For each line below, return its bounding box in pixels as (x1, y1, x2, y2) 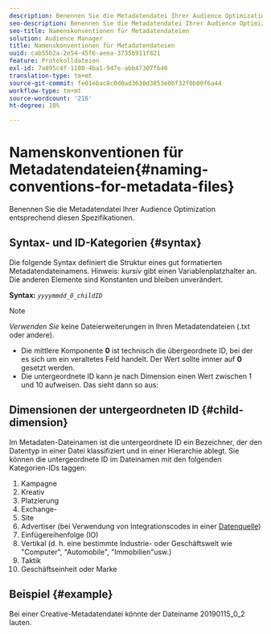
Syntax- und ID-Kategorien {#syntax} (9, 236, 202, 250)
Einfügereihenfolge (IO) (20, 529, 99, 540)
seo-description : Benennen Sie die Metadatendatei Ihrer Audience (9, 19, 236, 27)
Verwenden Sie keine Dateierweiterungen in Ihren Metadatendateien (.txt (9, 321, 250, 331)
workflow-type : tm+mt (9, 86, 82, 95)
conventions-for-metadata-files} (9, 178, 235, 196)
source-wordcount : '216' (9, 94, 92, 102)
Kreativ (20, 487, 45, 496)
